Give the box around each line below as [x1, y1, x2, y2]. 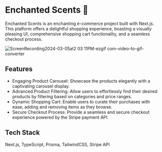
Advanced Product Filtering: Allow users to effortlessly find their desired [12, 88, 158, 94]
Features [5, 65, 33, 73]
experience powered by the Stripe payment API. [12, 114, 109, 120]
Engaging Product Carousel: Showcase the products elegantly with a [12, 78, 150, 84]
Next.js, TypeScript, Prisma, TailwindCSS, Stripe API [5, 141, 110, 147]
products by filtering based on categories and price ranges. [12, 93, 132, 99]
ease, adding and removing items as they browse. [12, 104, 113, 109]
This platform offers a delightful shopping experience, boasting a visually [5, 25, 152, 31]
